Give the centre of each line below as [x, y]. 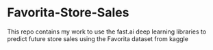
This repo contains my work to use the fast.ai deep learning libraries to [107, 32]
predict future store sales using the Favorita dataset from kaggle [98, 38]
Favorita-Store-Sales [68, 13]
